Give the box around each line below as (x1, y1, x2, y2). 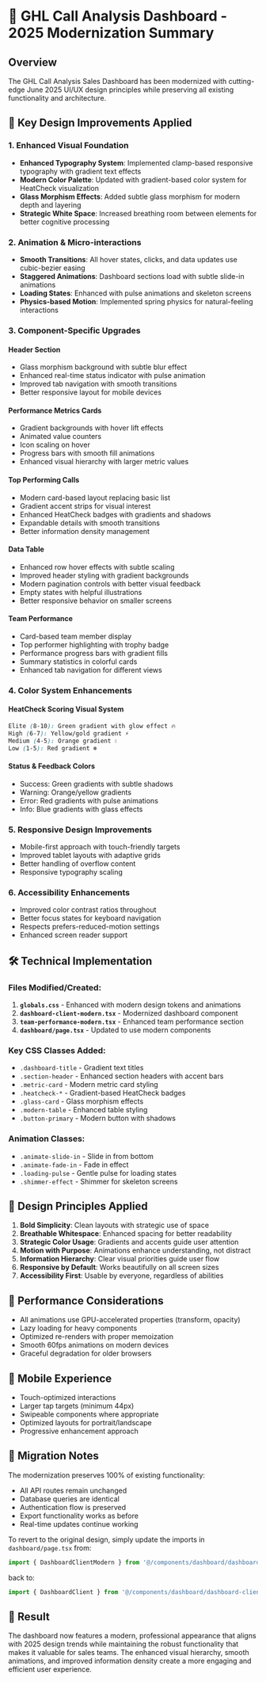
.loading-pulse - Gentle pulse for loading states (19, 1168, 177, 1177)
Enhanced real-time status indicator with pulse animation (19, 371, 206, 380)
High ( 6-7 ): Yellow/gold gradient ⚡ (8, 729, 129, 738)
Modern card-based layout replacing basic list (19, 493, 171, 502)
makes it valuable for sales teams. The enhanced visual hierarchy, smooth (8, 1648, 249, 1657)
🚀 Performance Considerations (8, 1294, 164, 1307)
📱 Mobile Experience (8, 1371, 112, 1385)
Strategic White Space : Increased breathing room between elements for (19, 208, 257, 218)
